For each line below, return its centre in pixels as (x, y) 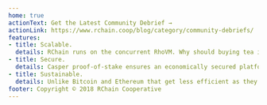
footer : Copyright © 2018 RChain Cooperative (85, 89)
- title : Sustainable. (46, 74)
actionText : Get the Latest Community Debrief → (90, 23)
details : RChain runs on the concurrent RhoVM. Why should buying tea (135, 52)
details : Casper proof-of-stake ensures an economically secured (126, 67)
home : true (26, 15)
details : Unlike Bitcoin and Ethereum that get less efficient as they (137, 81)
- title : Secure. (37, 60)
